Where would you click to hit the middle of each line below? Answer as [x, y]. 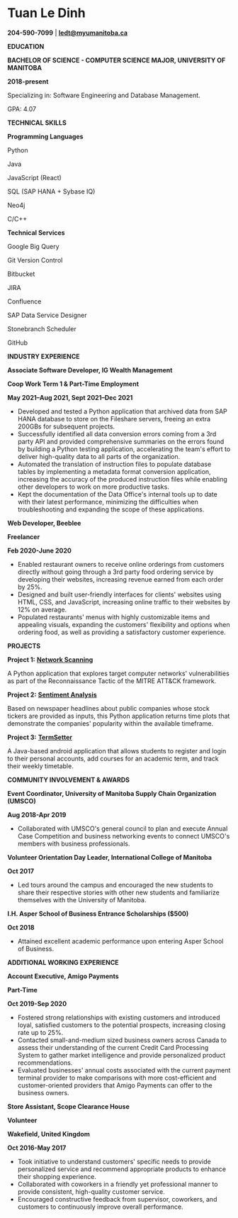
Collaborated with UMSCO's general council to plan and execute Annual [123, 829]
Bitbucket [21, 274]
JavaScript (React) [34, 177]
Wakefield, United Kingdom [49, 1134]
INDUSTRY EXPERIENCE [44, 356]
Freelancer [24, 536]
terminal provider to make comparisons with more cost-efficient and [117, 1078]
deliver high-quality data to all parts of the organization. [99, 456]
